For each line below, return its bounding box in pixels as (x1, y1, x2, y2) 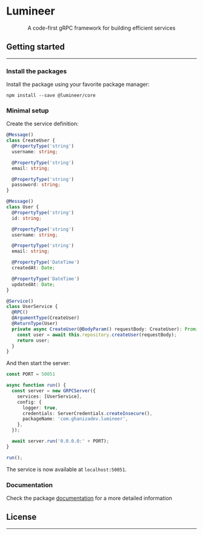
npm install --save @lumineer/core (6, 93, 96, 99)
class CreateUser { (6, 137, 56, 143)
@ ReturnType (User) (11, 321, 59, 327)
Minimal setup (6, 106, 50, 114)
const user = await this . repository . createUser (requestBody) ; (17, 332, 177, 338)
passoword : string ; (11, 182, 61, 188)
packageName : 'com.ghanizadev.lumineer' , (22, 416, 129, 422)
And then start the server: (6, 359, 71, 367)
